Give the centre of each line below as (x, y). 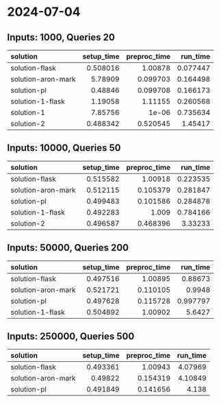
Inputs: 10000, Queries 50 (64, 148)
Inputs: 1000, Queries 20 (61, 37)
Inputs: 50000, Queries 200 (68, 248)
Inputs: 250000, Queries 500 (71, 337)
